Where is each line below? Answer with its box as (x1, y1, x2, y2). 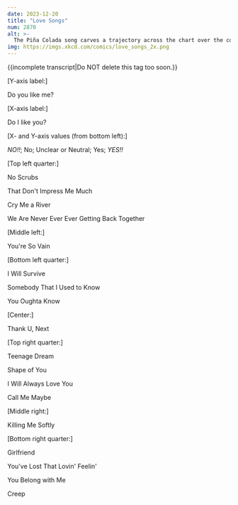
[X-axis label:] (7, 104, 48, 112)
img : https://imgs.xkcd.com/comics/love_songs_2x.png (7, 43, 170, 50)
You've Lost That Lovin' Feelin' (7, 462, 97, 470)
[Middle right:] (7, 407, 50, 416)
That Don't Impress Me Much (7, 187, 93, 195)
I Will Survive (7, 269, 46, 278)
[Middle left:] (7, 228, 45, 237)
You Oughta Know (7, 297, 60, 305)
